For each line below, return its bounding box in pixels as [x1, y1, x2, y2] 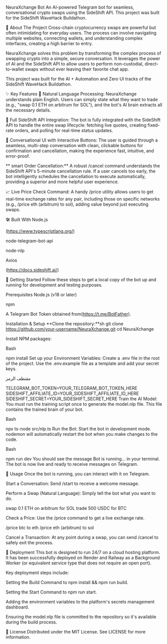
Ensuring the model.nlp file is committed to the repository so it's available [5, 614, 157, 619]
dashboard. [5, 604, 29, 610]
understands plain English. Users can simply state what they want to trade [5, 97, 158, 102]
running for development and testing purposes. [5, 282, 103, 288]
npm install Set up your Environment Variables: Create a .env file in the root [5, 355, 160, 361]
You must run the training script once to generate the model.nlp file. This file [5, 401, 163, 407]
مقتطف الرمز [5, 375, 31, 381]
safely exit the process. [5, 540, 54, 545]
